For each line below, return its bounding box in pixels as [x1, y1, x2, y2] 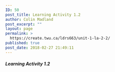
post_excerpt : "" [5, 21, 42, 27]
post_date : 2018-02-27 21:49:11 [5, 45, 74, 50]
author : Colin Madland [5, 17, 53, 22]
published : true [5, 41, 40, 46]
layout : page [5, 26, 33, 31]
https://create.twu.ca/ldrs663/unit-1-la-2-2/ [10, 36, 110, 41]
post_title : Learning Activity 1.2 [5, 12, 81, 17]
